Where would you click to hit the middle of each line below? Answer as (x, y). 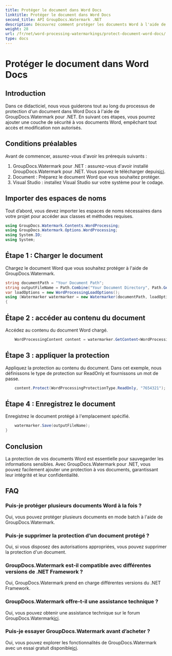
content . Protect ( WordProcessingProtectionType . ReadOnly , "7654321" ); (90, 388)
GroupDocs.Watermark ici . (33, 618)
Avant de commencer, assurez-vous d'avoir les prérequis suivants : (76, 156)
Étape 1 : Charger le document (54, 256)
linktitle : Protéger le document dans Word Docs (58, 15)
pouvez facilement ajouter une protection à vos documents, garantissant (82, 469)
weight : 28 (17, 29)
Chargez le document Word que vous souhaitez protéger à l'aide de (77, 268)
